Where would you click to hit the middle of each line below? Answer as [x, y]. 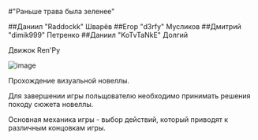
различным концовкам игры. [57, 128]
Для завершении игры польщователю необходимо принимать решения [129, 96]
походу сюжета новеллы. [51, 104]
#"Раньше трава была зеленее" [62, 11]
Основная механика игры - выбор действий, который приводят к [118, 120]
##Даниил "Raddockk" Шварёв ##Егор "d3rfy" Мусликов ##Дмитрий [125, 26]
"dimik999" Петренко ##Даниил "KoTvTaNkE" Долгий [98, 35]
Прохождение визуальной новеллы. [69, 81]
